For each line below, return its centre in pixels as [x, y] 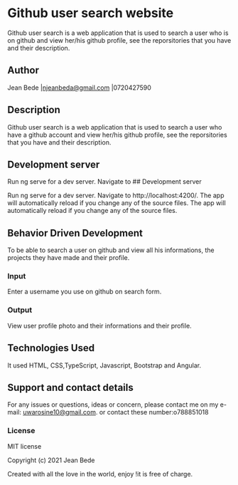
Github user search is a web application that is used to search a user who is [118, 33]
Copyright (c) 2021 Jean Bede [51, 460]
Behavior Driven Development [75, 233]
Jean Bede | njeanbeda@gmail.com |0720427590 [79, 88]
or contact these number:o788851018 [154, 412]
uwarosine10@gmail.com [59, 412]
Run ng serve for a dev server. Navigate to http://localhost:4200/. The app [116, 195]
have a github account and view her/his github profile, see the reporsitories [117, 135]
